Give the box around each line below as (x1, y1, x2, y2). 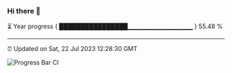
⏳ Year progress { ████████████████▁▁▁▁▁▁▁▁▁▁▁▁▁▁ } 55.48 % (7, 22, 223, 30)
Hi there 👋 (7, 6, 41, 16)
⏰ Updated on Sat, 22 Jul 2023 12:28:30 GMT (7, 45, 138, 53)
